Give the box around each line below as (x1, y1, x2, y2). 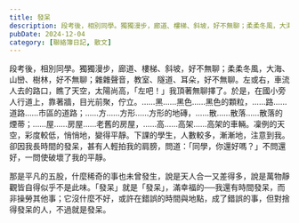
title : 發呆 (9, 12, 51, 22)
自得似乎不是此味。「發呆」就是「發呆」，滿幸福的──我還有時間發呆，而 (24, 182, 286, 193)
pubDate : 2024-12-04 (9, 29, 86, 38)
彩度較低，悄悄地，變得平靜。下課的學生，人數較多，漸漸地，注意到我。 (24, 130, 290, 140)
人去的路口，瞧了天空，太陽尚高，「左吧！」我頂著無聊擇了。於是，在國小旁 (9, 85, 287, 96)
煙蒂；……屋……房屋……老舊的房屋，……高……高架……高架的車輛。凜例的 (9, 119, 278, 130)
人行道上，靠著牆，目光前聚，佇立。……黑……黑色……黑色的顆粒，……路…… (9, 97, 287, 108)
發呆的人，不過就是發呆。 (16, 204, 111, 215)
